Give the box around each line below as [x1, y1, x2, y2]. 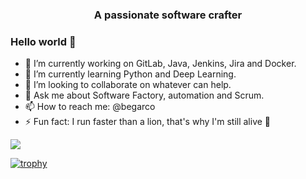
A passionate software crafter [93, 8, 243, 22]
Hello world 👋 [10, 34, 77, 48]
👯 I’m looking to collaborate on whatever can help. [24, 79, 232, 91]
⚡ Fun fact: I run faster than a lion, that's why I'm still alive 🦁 [24, 116, 272, 128]
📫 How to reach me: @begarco [24, 101, 156, 113]
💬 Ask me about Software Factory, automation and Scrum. [24, 89, 265, 102]
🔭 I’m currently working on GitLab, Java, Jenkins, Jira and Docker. [24, 58, 297, 70]
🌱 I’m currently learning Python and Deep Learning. [24, 68, 237, 80]
